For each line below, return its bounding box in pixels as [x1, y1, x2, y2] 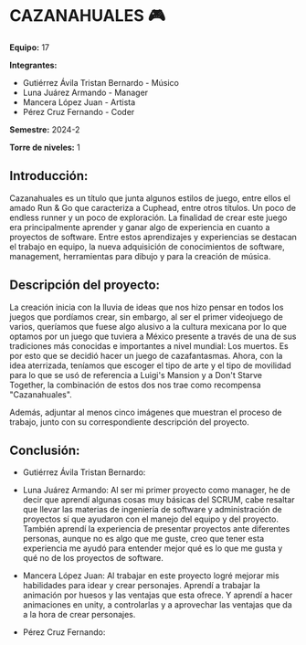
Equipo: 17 [9, 41, 50, 53]
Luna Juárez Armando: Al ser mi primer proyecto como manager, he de [22, 484, 290, 496]
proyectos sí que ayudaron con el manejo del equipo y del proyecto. [22, 513, 279, 524]
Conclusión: [9, 442, 80, 458]
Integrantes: [9, 59, 58, 70]
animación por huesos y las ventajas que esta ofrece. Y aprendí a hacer [22, 589, 293, 601]
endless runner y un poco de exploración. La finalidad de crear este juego [9, 212, 288, 223]
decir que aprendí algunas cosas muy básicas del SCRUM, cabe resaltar [22, 494, 295, 505]
